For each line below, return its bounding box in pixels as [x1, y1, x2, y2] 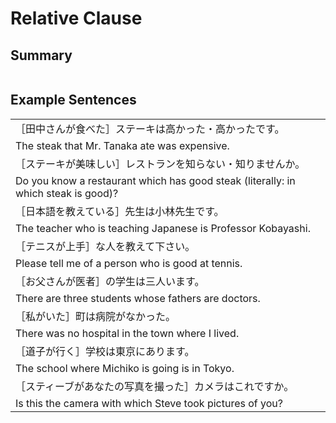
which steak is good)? [15, 186, 119, 200]
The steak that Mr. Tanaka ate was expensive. [15, 138, 230, 152]
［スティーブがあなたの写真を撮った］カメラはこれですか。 [15, 379, 295, 393]
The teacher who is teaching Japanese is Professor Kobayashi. [15, 221, 311, 235]
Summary [10, 47, 73, 64]
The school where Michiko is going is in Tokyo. [15, 361, 235, 375]
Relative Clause [10, 7, 143, 30]
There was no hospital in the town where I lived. [15, 326, 240, 340]
